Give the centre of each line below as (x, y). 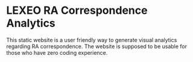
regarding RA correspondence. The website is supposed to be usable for (97, 46)
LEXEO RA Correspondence (77, 11)
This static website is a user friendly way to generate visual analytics (92, 40)
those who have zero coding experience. (57, 52)
